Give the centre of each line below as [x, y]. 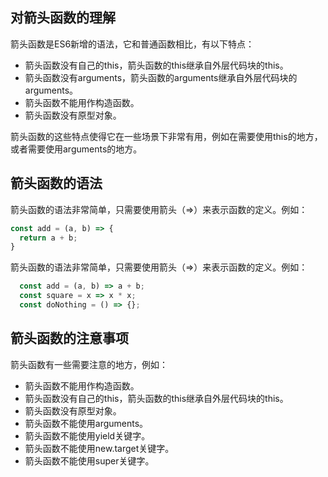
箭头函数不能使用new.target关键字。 [99, 448]
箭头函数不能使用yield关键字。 [87, 435]
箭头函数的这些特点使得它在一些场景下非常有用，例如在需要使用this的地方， [166, 136]
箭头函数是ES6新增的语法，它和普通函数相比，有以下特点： [132, 44]
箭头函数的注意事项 [69, 338]
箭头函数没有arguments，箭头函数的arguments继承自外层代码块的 [161, 77]
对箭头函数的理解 [63, 18]
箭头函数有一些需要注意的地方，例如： [89, 364]
